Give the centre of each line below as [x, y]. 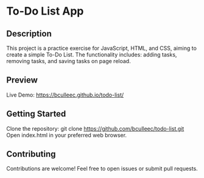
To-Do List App [45, 11]
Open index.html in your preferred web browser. [66, 135]
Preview [22, 80]
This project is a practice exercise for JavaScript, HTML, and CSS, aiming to [101, 48]
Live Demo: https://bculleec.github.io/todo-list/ [65, 95]
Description [29, 34]
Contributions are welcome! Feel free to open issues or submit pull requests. [102, 169]
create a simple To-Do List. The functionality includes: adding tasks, [92, 55]
